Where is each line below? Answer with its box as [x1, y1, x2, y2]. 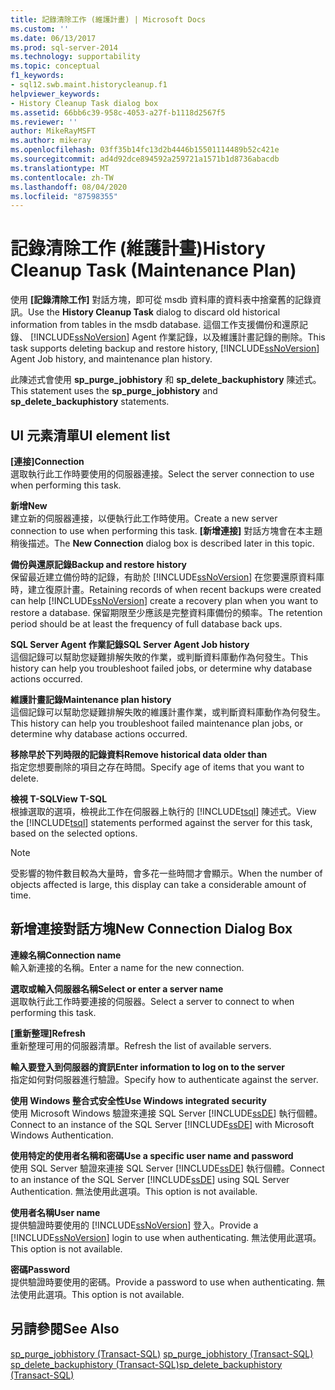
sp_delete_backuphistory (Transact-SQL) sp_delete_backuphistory [10, 1358, 283, 1370]
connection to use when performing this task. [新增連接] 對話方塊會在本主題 [10, 525, 323, 536]
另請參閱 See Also [10, 1321, 120, 1338]
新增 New [10, 500, 48, 511]
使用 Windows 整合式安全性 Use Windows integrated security [10, 1094, 268, 1106]
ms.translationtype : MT [10, 163, 110, 173]
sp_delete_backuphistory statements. [10, 396, 170, 408]
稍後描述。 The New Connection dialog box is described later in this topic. [10, 537, 315, 549]
